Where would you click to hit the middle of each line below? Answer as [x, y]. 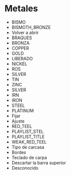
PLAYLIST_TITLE [28, 137]
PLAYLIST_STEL [28, 131]
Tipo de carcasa [28, 147]
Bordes [19, 152]
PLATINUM [23, 110]
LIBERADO [22, 58]
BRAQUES [22, 38]
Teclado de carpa [29, 157]
